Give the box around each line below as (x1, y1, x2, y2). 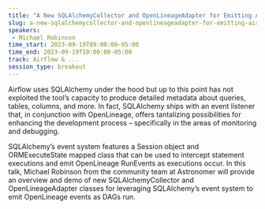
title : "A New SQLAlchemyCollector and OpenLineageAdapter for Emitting (8, 11, 252, 20)
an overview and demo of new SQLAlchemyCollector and (8, 175, 195, 185)
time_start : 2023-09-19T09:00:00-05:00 (8, 41, 140, 49)
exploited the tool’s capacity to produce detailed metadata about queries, (8, 92, 246, 103)
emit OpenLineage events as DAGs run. (8, 192, 136, 201)
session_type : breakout (8, 63, 87, 71)
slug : (8, 19, 26, 27)
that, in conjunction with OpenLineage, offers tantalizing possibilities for (8, 110, 242, 119)
